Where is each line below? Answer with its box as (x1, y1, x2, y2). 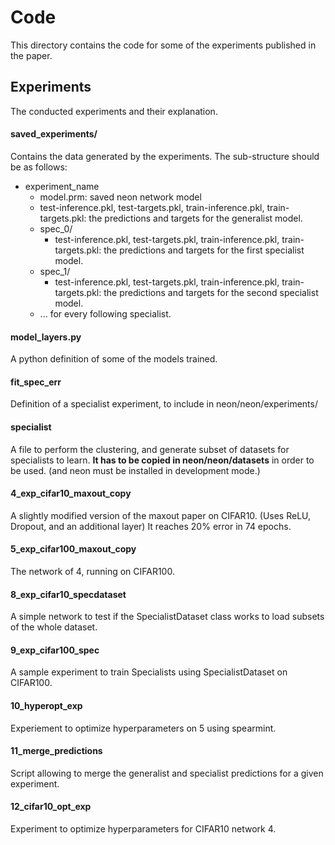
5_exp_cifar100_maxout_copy (10, 543, 137, 555)
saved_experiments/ (10, 128, 98, 140)
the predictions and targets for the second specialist (103, 286, 319, 298)
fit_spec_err (10, 376, 62, 388)
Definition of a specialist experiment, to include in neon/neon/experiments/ (10, 398, 318, 410)
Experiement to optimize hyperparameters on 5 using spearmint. (10, 722, 277, 734)
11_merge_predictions (10, 745, 103, 757)
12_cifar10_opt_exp (10, 801, 92, 813)
